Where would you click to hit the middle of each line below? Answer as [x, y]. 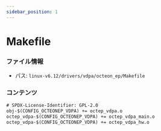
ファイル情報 [25, 61]
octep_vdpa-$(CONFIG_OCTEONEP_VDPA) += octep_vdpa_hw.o [78, 123]
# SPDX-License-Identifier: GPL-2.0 [52, 106]
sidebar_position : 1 [32, 12]
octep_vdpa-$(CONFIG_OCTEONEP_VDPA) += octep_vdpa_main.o [80, 117]
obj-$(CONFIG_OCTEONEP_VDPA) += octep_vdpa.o [64, 111]
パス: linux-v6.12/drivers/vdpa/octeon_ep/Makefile [80, 76]
